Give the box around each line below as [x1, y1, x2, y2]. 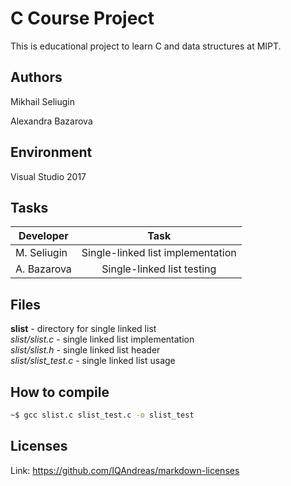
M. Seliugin [15, 246, 68, 260]
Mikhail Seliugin [10, 95, 76, 107]
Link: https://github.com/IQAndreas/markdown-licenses [10, 464, 240, 476]
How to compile [10, 383, 110, 401]
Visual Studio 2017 [10, 170, 87, 182]
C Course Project [10, 7, 155, 30]
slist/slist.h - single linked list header [10, 344, 161, 356]
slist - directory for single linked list [10, 323, 157, 335]
